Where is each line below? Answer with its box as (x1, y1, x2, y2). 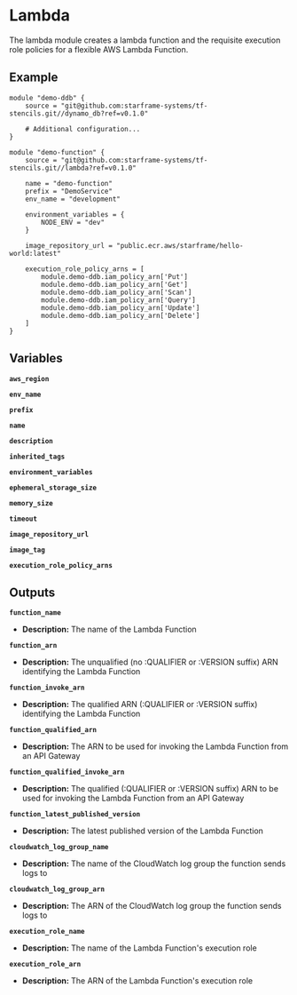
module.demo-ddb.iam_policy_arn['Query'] (41, 295, 197, 305)
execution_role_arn (9, 960, 82, 969)
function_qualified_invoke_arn (9, 768, 125, 777)
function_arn (9, 641, 58, 650)
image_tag (9, 545, 46, 554)
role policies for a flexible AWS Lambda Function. (9, 44, 189, 54)
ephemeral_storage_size (9, 483, 98, 492)
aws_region (9, 374, 50, 383)
